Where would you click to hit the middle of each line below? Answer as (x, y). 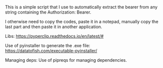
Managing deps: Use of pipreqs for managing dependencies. (66, 60)
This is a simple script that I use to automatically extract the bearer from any (81, 7)
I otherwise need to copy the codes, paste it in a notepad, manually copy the (82, 22)
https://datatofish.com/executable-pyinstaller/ (51, 51)
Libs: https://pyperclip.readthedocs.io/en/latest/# (54, 36)
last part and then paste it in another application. (54, 27)
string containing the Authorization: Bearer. (48, 12)
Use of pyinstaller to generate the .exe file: (48, 45)
